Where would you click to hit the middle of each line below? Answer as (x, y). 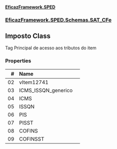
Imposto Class (28, 36)
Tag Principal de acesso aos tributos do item (51, 48)
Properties (18, 61)
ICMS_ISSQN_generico (46, 90)
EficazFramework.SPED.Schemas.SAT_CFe (58, 20)
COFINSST (32, 139)
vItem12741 (34, 82)
